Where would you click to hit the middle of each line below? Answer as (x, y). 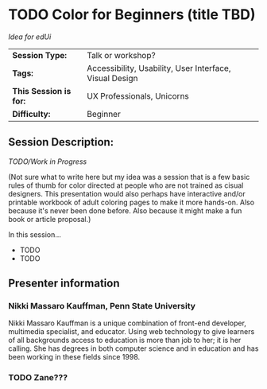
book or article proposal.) (50, 219)
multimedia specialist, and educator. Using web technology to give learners (132, 332)
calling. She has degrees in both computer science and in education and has (133, 348)
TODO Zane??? (38, 378)
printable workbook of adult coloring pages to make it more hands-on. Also (132, 202)
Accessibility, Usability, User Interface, (159, 68)
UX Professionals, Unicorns (138, 95)
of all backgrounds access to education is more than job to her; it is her (125, 340)
